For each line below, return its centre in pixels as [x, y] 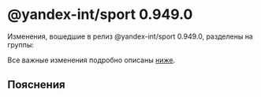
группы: [21, 44]
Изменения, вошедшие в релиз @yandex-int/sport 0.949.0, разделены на [130, 36]
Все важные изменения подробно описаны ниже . [91, 60]
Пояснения [36, 85]
